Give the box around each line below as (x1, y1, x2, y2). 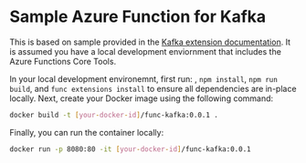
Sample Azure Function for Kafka (9, 6, 267, 27)
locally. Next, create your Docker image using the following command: (9, 93, 274, 104)
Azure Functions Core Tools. (9, 56, 117, 66)
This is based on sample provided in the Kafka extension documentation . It (9, 36, 290, 47)
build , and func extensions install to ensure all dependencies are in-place (9, 83, 297, 94)
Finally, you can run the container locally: (9, 127, 164, 138)
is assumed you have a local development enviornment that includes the (9, 46, 281, 56)
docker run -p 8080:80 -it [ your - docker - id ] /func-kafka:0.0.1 (9, 144, 251, 154)
